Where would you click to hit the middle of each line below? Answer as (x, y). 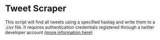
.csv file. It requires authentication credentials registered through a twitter (80, 27)
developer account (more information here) (49, 32)
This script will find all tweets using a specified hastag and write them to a (80, 22)
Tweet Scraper (36, 9)
